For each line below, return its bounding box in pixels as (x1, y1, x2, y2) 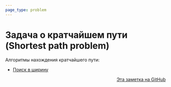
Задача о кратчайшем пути (5, 29, 128, 40)
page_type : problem (5, 7, 47, 13)
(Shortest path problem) (5, 40, 109, 51)
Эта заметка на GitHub (116, 76, 166, 82)
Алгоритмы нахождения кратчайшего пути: (5, 57, 100, 63)
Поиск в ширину (12, 66, 48, 72)
